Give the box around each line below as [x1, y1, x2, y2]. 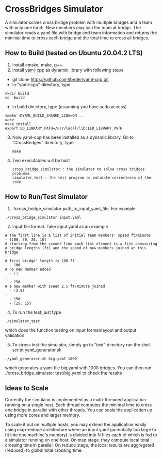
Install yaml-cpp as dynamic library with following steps [12, 67, 124, 73]
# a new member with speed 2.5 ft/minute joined [5, 284, 105, 289]
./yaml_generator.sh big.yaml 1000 [5, 356, 77, 361]
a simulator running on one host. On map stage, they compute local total [5, 437, 149, 443]
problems [12, 171, 30, 176]
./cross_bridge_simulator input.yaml [5, 215, 81, 220]
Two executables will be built [12, 157, 70, 163]
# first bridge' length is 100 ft [5, 258, 75, 263]
